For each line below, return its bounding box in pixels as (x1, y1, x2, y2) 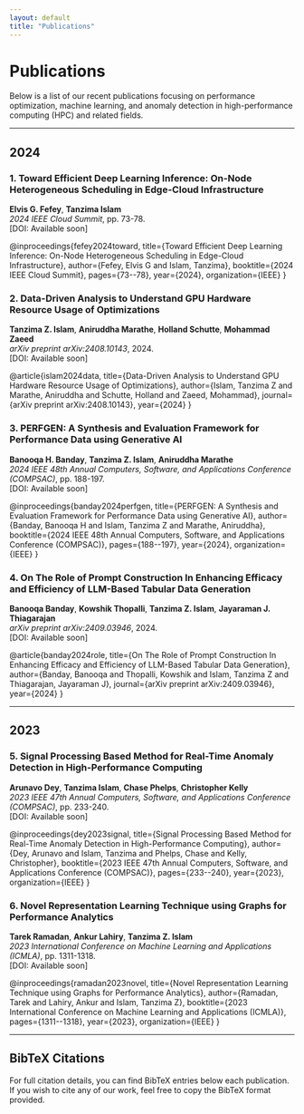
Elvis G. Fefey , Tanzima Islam (9, 204, 122, 215)
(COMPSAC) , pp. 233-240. (9, 801, 109, 812)
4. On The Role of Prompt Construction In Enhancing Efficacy (9, 571, 283, 584)
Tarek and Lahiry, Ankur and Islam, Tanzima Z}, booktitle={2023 (9, 997, 248, 1007)
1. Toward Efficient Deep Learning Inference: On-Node (9, 171, 252, 184)
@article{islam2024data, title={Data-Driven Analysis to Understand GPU (9, 371, 280, 382)
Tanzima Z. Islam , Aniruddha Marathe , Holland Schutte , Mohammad (9, 324, 271, 335)
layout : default (9, 13, 71, 23)
